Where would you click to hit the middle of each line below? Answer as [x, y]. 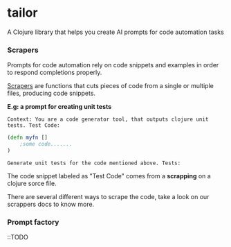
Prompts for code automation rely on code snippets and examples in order [113, 65]
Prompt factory [33, 222]
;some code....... [46, 144]
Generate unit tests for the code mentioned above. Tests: [94, 163]
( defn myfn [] [28, 138]
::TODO [18, 237]
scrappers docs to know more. [51, 204]
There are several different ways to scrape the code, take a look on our [108, 196]
